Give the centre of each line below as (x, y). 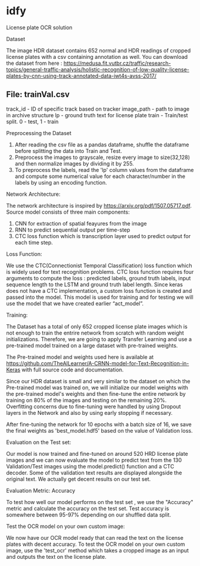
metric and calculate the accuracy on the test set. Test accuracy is (88, 508)
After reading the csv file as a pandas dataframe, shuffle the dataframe (102, 145)
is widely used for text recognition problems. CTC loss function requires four (100, 271)
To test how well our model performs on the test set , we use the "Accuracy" (100, 502)
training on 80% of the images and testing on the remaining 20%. (86, 400)
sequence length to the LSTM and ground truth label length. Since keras (95, 284)
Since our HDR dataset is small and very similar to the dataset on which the (98, 381)
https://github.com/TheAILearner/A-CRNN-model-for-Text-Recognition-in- (98, 363)
